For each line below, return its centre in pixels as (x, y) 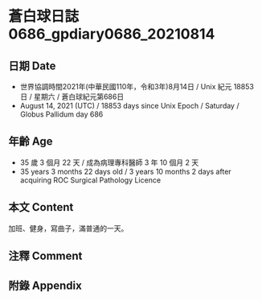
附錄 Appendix (45, 286)
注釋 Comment (45, 256)
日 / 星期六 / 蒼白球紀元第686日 (72, 97)
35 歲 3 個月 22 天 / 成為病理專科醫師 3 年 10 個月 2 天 (109, 162)
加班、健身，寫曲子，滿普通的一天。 (68, 228)
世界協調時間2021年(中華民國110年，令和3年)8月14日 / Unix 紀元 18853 (137, 86)
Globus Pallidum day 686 (61, 114)
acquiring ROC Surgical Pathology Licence (90, 180)
